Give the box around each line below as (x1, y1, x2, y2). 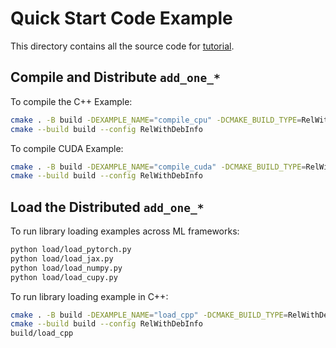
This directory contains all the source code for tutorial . (10, 40, 235, 52)
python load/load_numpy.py (10, 263, 123, 273)
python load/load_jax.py (10, 253, 114, 264)
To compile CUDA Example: (10, 142, 124, 154)
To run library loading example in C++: (10, 290, 169, 302)
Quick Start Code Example (10, 7, 233, 30)
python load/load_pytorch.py (10, 245, 132, 255)
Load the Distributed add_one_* (10, 198, 205, 216)
